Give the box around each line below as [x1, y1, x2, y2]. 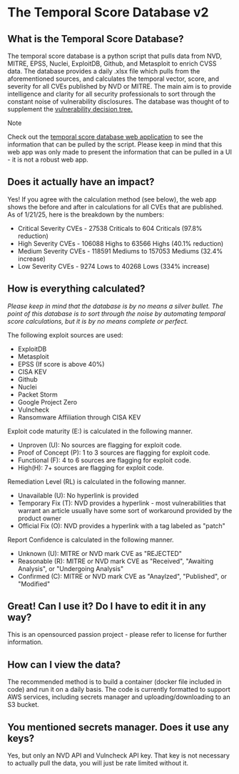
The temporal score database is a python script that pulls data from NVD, [7, 51, 223, 60]
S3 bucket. [7, 700, 39, 709]
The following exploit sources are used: [7, 330, 123, 339]
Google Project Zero [17, 397, 77, 406]
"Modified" [17, 580, 51, 588]
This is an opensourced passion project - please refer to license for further [7, 630, 227, 639]
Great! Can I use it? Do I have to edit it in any [7, 600, 207, 612]
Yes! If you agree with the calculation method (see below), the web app [7, 194, 217, 204]
